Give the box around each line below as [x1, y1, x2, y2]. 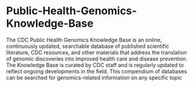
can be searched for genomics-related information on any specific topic [6, 74, 182, 81]
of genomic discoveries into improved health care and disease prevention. [6, 55, 188, 62]
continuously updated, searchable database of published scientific [6, 43, 169, 50]
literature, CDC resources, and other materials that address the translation [6, 49, 187, 56]
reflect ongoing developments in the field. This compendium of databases [6, 67, 187, 75]
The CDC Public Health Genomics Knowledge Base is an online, [6, 36, 162, 43]
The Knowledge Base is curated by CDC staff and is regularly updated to [6, 61, 184, 69]
